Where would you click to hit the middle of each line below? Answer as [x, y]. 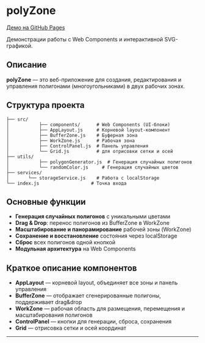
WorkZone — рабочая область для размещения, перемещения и [100, 309]
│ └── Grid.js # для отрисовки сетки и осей [90, 151]
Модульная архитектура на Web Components [75, 249]
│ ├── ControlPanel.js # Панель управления [77, 146]
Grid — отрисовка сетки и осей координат [71, 328]
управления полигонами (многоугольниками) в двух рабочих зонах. [95, 86]
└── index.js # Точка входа [67, 183]
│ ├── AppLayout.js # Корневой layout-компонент [88, 130]
